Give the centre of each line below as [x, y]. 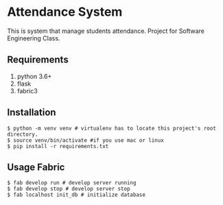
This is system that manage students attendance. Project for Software [106, 31]
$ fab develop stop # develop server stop [69, 189]
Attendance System [65, 12]
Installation [32, 113]
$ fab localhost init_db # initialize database [77, 195]
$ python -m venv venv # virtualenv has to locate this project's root [111, 128]
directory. [23, 134]
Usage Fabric [36, 167]
